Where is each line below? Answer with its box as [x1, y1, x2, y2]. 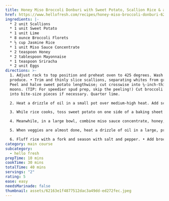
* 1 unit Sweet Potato [10, 26, 57, 31]
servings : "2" [5, 169, 35, 175]
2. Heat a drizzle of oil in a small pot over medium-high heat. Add [10, 100, 158, 106]
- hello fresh [10, 151, 39, 156]
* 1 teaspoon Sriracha [10, 59, 57, 64]
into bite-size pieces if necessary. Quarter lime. [10, 91, 121, 96]
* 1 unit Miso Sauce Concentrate [10, 45, 80, 50]
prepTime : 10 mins [5, 155, 44, 161]
